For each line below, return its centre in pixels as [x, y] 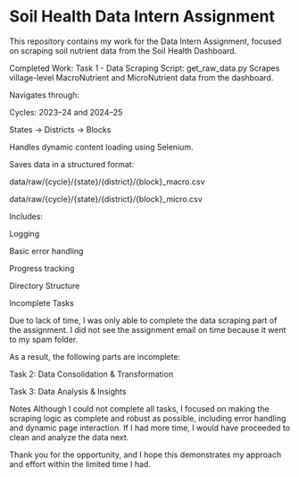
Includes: [26, 216]
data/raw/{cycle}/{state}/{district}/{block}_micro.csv [106, 199]
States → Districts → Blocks [60, 129]
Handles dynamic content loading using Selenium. [101, 147]
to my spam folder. [44, 339]
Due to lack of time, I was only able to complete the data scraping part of [143, 320]
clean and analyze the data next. [69, 437]
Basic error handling [46, 251]
